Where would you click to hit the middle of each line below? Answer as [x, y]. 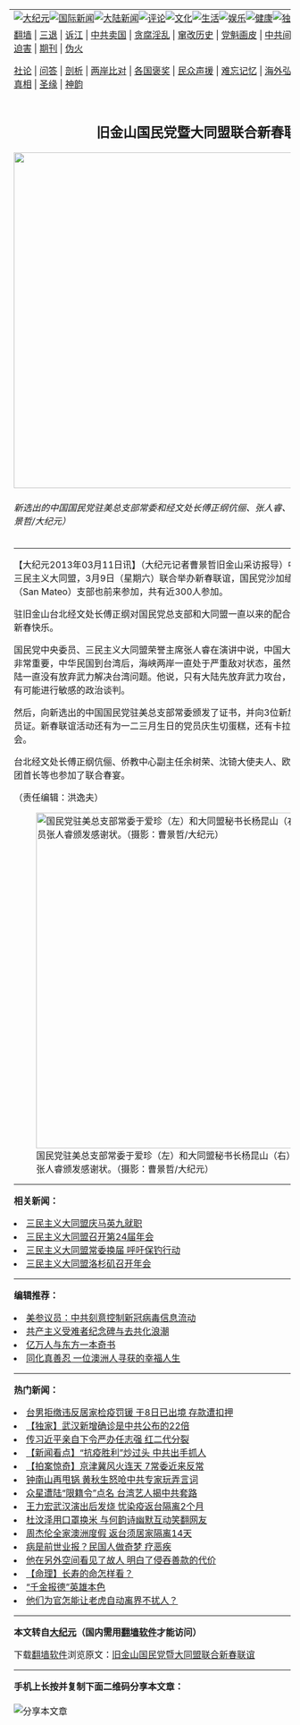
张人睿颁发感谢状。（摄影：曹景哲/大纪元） [125, 1169]
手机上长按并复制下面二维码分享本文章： [99, 1687]
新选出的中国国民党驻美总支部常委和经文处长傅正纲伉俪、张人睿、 [153, 508]
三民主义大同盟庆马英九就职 [84, 1224]
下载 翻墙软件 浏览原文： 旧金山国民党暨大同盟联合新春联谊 [135, 1655]
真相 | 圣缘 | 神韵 [48, 84]
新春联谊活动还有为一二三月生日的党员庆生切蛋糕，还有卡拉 [166, 726]
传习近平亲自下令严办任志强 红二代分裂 [108, 1439]
